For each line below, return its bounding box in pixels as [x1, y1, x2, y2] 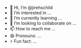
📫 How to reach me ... [9, 26, 55, 31]
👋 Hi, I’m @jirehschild [9, 5, 53, 10]
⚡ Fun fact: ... [9, 38, 37, 44]
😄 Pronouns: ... [9, 33, 42, 39]
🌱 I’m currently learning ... [9, 15, 62, 21]
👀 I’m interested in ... [9, 10, 52, 16]
